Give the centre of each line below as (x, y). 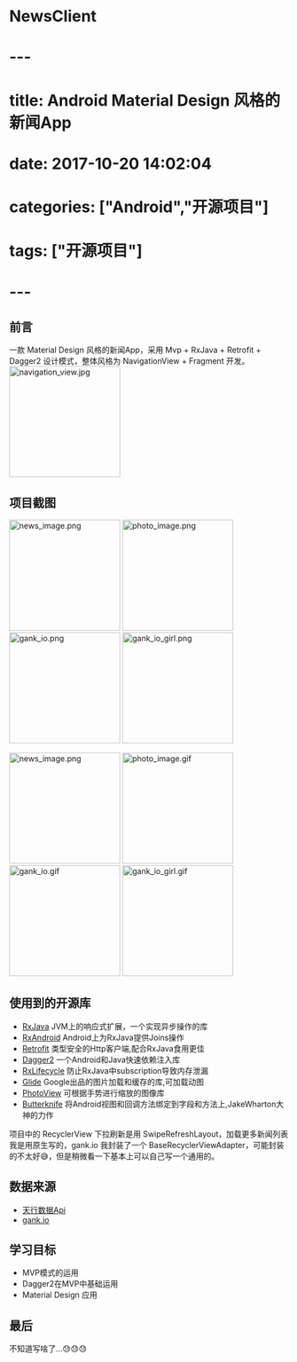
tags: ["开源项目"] (76, 251)
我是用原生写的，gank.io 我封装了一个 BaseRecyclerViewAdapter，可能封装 (147, 1145)
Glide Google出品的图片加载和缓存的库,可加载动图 (113, 1082)
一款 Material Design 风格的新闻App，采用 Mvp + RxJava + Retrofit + (135, 350)
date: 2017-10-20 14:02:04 (111, 164)
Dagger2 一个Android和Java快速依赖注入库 (101, 1059)
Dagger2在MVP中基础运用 (70, 1284)
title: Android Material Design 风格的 (145, 100)
